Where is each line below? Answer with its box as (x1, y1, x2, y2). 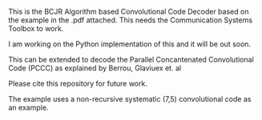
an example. (8, 103, 49, 112)
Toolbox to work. (8, 24, 64, 33)
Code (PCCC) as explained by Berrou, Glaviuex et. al (8, 63, 182, 73)
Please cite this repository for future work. (8, 79, 148, 88)
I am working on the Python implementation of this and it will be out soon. (8, 39, 251, 49)
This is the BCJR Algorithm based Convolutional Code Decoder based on (8, 7, 249, 16)
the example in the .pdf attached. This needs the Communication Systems (8, 15, 253, 25)
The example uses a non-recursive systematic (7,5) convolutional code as (8, 94, 252, 103)
